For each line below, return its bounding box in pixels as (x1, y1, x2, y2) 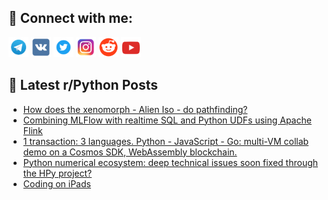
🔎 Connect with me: (8, 10, 133, 27)
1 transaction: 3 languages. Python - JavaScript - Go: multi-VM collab (22, 135, 310, 147)
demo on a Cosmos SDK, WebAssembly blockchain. (22, 146, 238, 158)
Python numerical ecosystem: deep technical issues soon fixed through (22, 156, 319, 168)
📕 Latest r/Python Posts (8, 77, 159, 94)
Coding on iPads (22, 177, 91, 190)
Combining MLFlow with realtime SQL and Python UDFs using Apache (22, 114, 312, 126)
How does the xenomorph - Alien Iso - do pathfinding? (22, 103, 248, 115)
